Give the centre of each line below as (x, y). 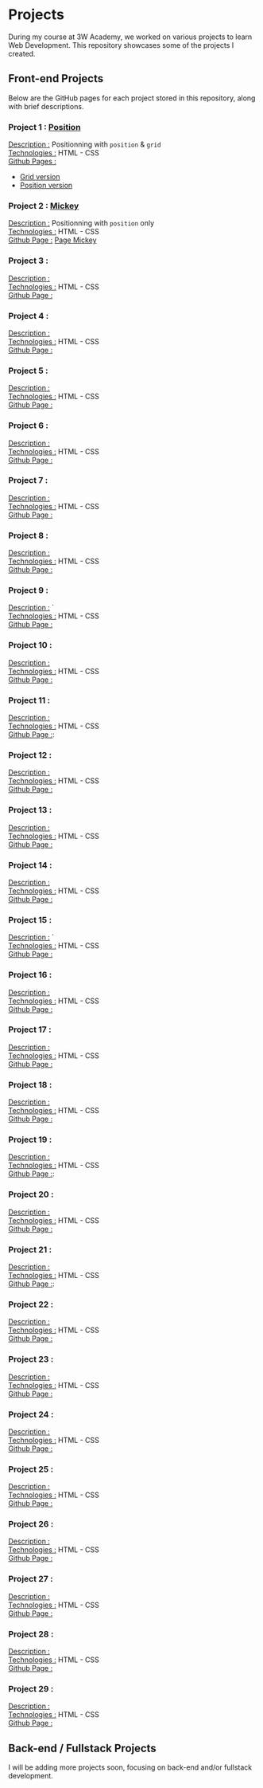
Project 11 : (29, 700)
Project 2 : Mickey (44, 206)
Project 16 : (30, 975)
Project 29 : (31, 1688)
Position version (46, 186)
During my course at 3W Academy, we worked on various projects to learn (130, 37)
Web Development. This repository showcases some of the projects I (121, 45)
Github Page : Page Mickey (52, 240)
